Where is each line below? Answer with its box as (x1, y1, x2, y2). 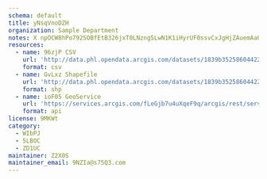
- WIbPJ (15, 129, 41, 137)
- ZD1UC (15, 144, 41, 152)
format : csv (22, 63, 62, 71)
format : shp (22, 85, 62, 93)
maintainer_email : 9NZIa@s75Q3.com (8, 159, 126, 167)
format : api (22, 108, 62, 116)
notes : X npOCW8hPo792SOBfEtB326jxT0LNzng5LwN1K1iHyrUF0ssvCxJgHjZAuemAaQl (8, 33, 265, 42)
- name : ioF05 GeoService (15, 93, 102, 101)
